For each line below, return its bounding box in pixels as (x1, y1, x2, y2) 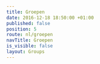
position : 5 (6, 26, 37, 32)
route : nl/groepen (6, 32, 53, 38)
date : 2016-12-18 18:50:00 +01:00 (6, 15, 95, 21)
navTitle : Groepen (6, 37, 53, 43)
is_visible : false (6, 43, 53, 49)
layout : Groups (6, 49, 45, 55)
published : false (6, 20, 51, 26)
